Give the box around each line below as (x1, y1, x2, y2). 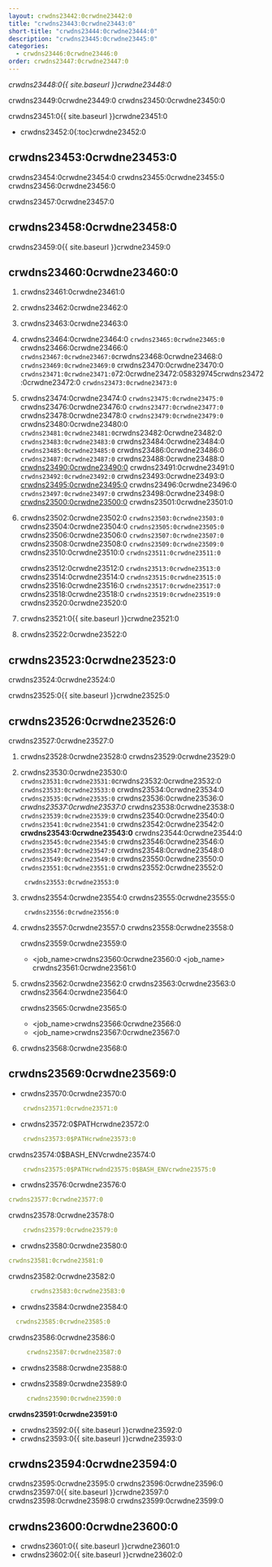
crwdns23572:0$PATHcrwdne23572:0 (19, 1119, 149, 1129)
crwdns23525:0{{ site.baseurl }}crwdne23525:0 (8, 691, 171, 700)
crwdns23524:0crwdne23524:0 (8, 675, 115, 685)
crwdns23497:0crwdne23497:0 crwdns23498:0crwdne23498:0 (19, 489, 225, 498)
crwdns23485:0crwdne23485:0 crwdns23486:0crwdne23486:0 (19, 446, 225, 455)
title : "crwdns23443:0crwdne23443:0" (8, 20, 136, 28)
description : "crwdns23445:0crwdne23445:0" (8, 34, 158, 43)
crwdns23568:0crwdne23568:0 (19, 1043, 127, 1053)
